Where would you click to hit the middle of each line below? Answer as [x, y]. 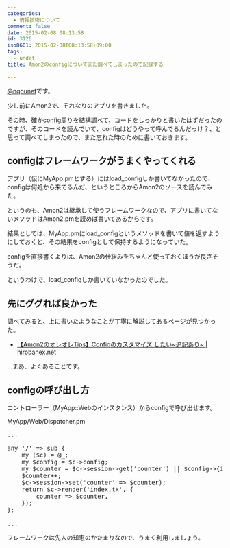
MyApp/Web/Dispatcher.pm [46, 422]
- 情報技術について [37, 20]
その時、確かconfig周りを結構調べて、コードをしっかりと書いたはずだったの [115, 120]
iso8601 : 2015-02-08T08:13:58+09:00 [59, 45]
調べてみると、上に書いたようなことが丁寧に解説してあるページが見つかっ [112, 321]
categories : [24, 13]
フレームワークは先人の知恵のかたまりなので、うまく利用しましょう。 [105, 538]
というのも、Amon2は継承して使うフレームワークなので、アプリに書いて [110, 211]
